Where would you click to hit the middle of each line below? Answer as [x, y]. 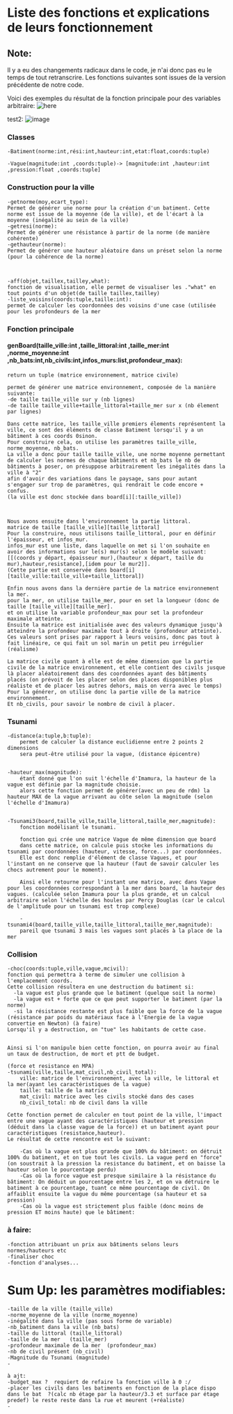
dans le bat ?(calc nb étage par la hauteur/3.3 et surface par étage [113, 1394]
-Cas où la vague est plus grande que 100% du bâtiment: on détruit [121, 1152]
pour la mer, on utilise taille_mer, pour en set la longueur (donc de [113, 600]
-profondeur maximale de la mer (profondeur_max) [82, 1345]
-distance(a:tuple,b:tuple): [49, 736]
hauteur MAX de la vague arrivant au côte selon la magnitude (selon [110, 797]
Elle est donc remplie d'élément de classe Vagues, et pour [109, 858]
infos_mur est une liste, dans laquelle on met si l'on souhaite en [109, 545]
